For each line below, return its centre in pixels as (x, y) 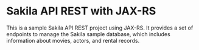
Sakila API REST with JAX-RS (81, 11)
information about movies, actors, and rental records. (73, 40)
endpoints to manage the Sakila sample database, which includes (88, 34)
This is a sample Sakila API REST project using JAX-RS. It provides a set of (100, 28)
